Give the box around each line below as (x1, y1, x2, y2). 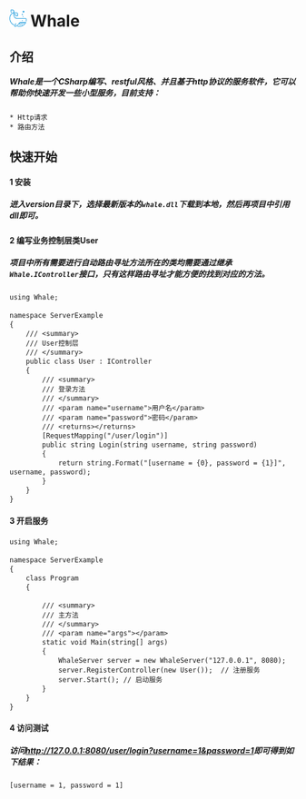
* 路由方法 (9, 123, 45, 132)
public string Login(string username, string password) (42, 440, 258, 449)
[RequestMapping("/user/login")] (42, 431, 169, 440)
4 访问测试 (9, 723, 49, 734)
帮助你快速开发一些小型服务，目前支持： (9, 87, 161, 99)
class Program (25, 573, 79, 583)
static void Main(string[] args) (42, 637, 169, 646)
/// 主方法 (42, 610, 79, 619)
